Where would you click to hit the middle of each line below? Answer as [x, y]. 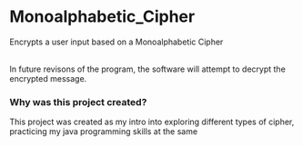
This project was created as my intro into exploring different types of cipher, [152, 122]
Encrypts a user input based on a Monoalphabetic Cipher [116, 42]
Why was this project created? [78, 102]
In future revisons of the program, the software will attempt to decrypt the [148, 69]
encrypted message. [48, 78]
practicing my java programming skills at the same [104, 131]
